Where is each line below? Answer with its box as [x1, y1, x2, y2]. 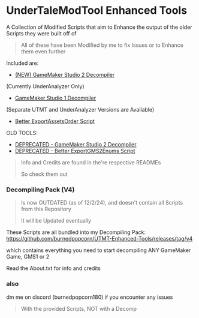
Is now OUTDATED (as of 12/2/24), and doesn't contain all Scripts [20, 199, 183, 206]
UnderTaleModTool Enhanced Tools [6, 4, 188, 17]
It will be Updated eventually [20, 217, 92, 224]
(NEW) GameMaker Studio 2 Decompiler [14, 71, 115, 78]
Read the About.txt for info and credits [6, 265, 101, 272]
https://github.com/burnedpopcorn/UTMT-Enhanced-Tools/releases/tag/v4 [6, 235, 193, 242]
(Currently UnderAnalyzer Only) [6, 82, 85, 90]
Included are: [6, 59, 39, 67]
